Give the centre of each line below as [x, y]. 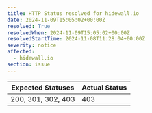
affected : [21, 52]
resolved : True [29, 26]
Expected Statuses [43, 88]
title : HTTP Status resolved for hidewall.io [73, 13]
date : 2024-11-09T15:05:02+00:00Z [56, 20]
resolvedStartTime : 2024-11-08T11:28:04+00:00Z [76, 39]
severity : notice [32, 45]
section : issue [29, 64]
